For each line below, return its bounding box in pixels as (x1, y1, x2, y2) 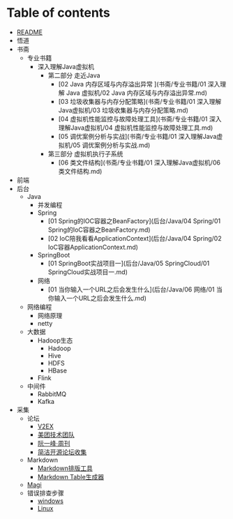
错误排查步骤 (27, 488, 64, 497)
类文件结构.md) (58, 167, 103, 175)
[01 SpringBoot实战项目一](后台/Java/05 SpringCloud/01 (47, 259, 210, 267)
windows (37, 497, 64, 505)
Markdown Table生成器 (37, 472, 105, 481)
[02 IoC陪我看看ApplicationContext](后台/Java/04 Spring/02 (47, 234, 222, 242)
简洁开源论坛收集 (37, 448, 87, 456)
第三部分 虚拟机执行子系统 (47, 149, 123, 158)
